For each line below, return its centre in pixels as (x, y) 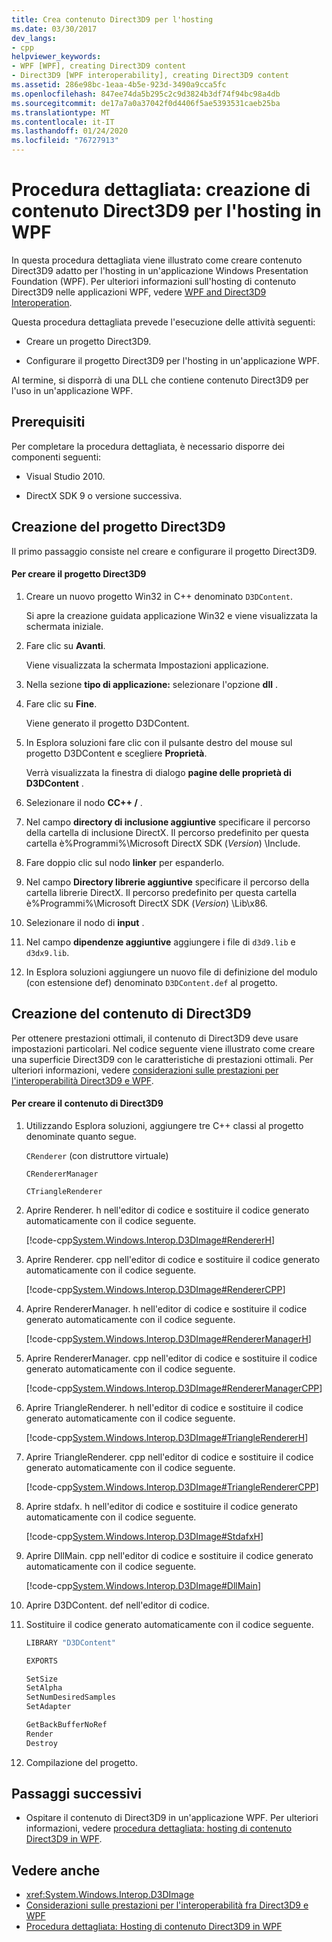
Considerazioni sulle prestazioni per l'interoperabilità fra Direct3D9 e (167, 1905)
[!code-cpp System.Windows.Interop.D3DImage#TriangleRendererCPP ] (172, 1487)
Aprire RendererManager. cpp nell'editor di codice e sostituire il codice (171, 1358)
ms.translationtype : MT (61, 112)
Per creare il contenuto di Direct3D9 (87, 1103)
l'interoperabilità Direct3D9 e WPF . (82, 1080)
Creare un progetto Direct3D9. (88, 341)
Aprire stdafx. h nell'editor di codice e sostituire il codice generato (161, 1506)
